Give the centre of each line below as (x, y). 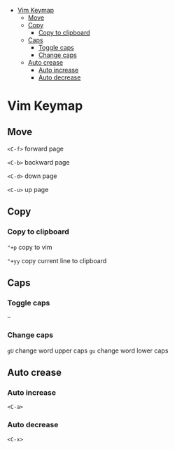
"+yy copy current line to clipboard (57, 260)
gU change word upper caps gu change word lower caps (88, 350)
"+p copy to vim (30, 247)
